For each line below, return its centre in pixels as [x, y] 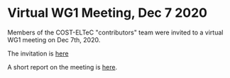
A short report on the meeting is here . [62, 67]
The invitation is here [38, 53]
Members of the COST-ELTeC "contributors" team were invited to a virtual [115, 32]
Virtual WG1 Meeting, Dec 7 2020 [108, 13]
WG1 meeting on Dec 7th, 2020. [54, 39]
